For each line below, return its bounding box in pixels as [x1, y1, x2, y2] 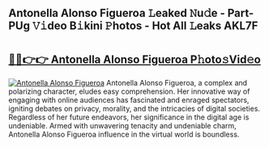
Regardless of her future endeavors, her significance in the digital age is [8, 112, 250, 122]
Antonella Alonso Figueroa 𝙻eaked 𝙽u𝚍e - [8, 6, 225, 20]
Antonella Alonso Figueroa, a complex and [106, 78, 248, 87]
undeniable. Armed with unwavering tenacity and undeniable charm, [8, 121, 237, 130]
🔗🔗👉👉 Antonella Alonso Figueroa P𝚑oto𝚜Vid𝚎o [8, 52, 261, 66]
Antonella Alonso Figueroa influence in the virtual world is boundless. [8, 129, 240, 139]
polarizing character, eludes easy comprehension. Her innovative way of [8, 86, 250, 96]
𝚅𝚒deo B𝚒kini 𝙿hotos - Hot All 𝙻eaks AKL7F [32, 19, 258, 33]
